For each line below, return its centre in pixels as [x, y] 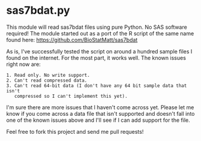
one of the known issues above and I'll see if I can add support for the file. [98, 120]
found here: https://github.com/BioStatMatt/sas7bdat [72, 40]
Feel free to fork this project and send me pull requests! [75, 131]
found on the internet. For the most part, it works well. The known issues [96, 58]
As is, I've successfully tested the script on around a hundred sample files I [99, 51]
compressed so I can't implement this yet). [71, 96]
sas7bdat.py [38, 10]
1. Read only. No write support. [48, 75]
